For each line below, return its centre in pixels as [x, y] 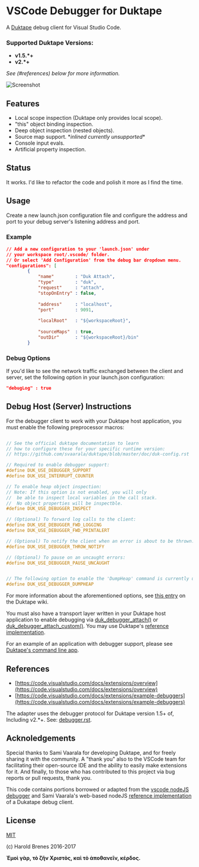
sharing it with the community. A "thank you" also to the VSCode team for [96, 759]
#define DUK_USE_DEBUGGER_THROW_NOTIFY [55, 547]
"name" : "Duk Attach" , [76, 277]
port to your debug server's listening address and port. [73, 221]
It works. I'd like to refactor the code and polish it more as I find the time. [95, 182]
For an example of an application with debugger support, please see [89, 644]
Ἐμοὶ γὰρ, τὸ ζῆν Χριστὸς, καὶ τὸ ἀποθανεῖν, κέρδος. [73, 858]
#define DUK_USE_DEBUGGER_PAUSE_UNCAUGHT [58, 563]
